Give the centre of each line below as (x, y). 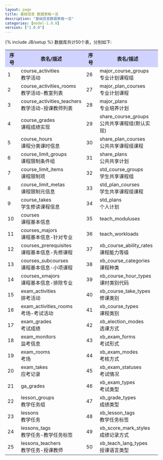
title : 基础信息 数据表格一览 (32, 14)
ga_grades (33, 386)
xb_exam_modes (119, 352)
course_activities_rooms (49, 86)
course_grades (38, 120)
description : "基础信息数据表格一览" (40, 18)
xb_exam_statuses (121, 367)
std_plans (111, 200)
